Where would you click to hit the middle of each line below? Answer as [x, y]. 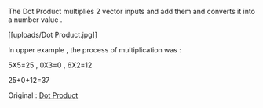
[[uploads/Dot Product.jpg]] [53, 35]
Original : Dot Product [43, 95]
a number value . [35, 20]
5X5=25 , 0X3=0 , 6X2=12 [50, 65]
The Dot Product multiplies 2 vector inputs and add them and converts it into [132, 11]
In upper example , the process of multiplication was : [95, 50]
